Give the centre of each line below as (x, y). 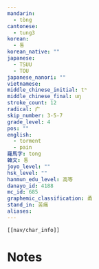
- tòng (23, 20)
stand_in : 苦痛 (28, 205)
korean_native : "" (33, 52)
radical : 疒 (24, 109)
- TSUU (23, 65)
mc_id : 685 (23, 192)
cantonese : (23, 26)
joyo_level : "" (29, 166)
